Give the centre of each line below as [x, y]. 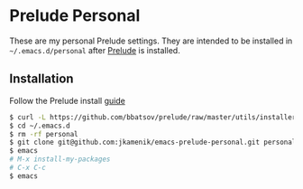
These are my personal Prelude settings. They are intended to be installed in [151, 41]
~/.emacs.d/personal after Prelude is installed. [95, 50]
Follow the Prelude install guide [68, 100]
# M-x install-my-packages [60, 159]
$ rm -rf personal [44, 134]
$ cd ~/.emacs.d [40, 126]
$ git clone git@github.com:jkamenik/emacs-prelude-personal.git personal [153, 142]
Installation [41, 79]
